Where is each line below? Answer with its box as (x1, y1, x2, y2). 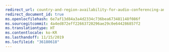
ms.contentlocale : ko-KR (5, 30, 57, 35)
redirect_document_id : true (5, 12, 64, 17)
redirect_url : (5, 7, 35, 12)
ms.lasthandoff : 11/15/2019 (5, 35, 64, 40)
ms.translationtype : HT (5, 26, 55, 31)
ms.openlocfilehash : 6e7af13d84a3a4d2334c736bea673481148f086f (5, 16, 141, 21)
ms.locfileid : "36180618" (5, 40, 59, 45)
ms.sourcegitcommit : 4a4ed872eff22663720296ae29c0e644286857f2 (5, 21, 141, 26)
